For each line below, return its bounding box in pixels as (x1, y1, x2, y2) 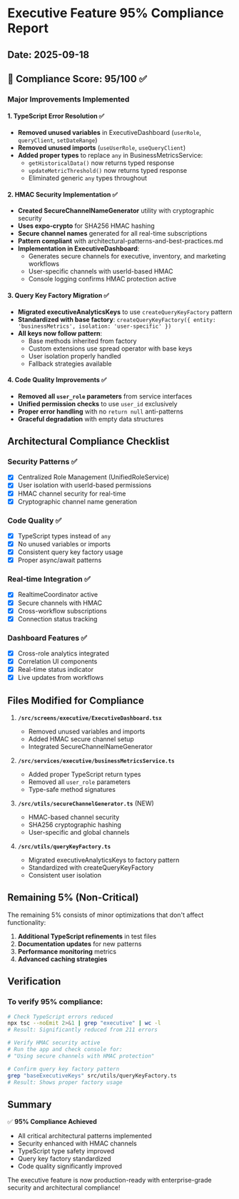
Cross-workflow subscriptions (17, 606, 107, 615)
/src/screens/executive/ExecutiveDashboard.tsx (17, 715, 162, 722)
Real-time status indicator (17, 666, 94, 674)
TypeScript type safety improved (17, 1147, 115, 1155)
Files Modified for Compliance (7, 694, 144, 706)
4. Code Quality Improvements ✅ (7, 376, 107, 384)
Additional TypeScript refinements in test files (17, 932, 157, 940)
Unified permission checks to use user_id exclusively (17, 399, 178, 408)
